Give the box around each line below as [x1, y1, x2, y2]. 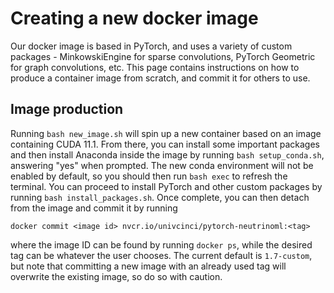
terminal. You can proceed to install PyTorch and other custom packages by [10, 180, 323, 192]
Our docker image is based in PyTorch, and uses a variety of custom [10, 40, 293, 52]
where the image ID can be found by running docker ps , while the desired [10, 238, 313, 251]
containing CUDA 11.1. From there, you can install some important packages [10, 138, 320, 150]
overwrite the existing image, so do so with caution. [10, 270, 223, 282]
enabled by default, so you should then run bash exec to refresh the [10, 170, 288, 182]
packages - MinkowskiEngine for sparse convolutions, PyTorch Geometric [10, 50, 316, 62]
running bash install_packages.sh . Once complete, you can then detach [10, 191, 310, 203]
